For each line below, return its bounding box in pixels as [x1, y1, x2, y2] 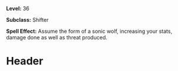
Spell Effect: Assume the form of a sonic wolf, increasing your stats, [6, 28, 173, 35]
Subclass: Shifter [6, 16, 49, 23]
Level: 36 [6, 5, 30, 12]
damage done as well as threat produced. [6, 34, 108, 40]
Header [6, 55, 43, 68]
